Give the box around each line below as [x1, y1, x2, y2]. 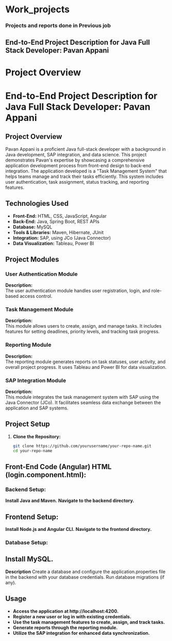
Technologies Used [5, 199, 68, 208]
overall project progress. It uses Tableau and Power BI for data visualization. [5, 364, 167, 370]
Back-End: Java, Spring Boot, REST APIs [12, 218, 99, 224]
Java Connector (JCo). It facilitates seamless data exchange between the [5, 400, 161, 406]
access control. [20, 293, 53, 299]
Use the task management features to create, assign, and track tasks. [12, 619, 165, 625]
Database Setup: [5, 539, 48, 546]
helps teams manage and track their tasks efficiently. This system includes [5, 173, 164, 180]
